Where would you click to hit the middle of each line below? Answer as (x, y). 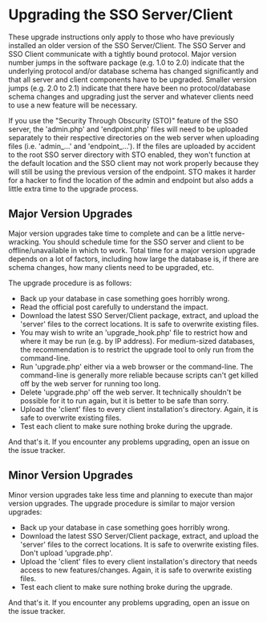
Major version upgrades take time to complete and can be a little (115, 233)
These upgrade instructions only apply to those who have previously (121, 37)
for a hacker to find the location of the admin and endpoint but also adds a (131, 180)
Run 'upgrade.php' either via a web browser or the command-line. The (136, 366)
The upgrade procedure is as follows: (70, 283)
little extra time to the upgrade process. (73, 188)
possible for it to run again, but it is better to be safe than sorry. (124, 400)
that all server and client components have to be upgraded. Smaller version (132, 79)
